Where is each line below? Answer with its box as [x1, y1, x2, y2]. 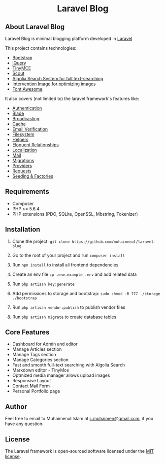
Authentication [12, 105, 42, 111]
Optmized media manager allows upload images [12, 372, 110, 378]
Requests [12, 168, 32, 174]
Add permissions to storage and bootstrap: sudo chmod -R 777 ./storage [12, 290, 160, 296]
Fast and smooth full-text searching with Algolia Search [12, 362, 125, 368]
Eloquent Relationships [12, 142, 59, 148]
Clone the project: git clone [12, 238, 70, 244]
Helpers [12, 136, 29, 142]
